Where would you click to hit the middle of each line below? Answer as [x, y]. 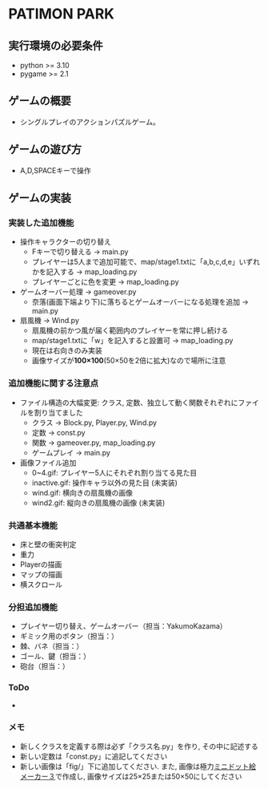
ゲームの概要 [40, 101]
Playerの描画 [41, 564]
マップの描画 [41, 574]
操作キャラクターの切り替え [66, 242]
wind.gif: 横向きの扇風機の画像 [82, 492]
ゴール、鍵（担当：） [55, 656]
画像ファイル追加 [48, 463]
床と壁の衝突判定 [48, 544]
